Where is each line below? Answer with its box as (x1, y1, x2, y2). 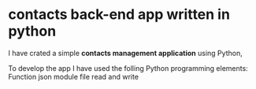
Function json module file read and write (8, 72, 139, 81)
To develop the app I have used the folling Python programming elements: (8, 63, 248, 72)
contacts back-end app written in (8, 6, 231, 24)
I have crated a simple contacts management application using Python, (8, 48, 243, 57)
